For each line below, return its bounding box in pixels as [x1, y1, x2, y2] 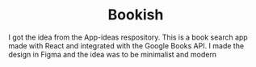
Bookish [107, 6, 164, 24]
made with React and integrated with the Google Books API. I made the [8, 40, 245, 50]
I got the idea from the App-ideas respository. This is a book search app [8, 32, 248, 42]
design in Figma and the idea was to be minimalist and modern [8, 49, 216, 59]
